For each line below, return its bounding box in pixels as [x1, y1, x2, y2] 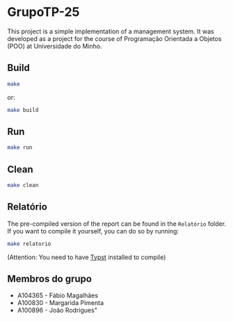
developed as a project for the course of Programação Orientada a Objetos [7, 34, 222, 42]
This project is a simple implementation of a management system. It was [7, 27, 214, 35]
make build [7, 106, 39, 113]
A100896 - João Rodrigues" [17, 306, 97, 315]
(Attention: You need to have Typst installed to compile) [7, 253, 166, 261]
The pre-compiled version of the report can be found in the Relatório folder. [7, 220, 227, 228]
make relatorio [7, 240, 51, 247]
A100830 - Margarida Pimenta [17, 299, 104, 307]
